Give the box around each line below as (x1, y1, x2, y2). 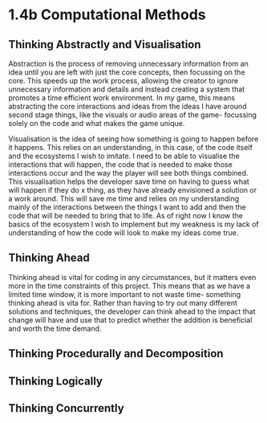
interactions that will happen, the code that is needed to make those (8, 160, 233, 169)
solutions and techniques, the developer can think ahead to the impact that (8, 307, 256, 316)
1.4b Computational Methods (8, 6, 206, 24)
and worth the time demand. (8, 323, 102, 333)
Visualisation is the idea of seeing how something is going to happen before (8, 134, 259, 144)
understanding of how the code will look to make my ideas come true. (8, 228, 239, 238)
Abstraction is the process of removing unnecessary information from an (8, 59, 249, 68)
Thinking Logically (8, 374, 103, 388)
